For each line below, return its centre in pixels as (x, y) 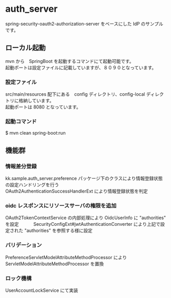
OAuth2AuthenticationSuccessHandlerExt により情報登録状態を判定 (77, 191)
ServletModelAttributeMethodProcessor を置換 (55, 264)
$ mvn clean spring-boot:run (35, 133)
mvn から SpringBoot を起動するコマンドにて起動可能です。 (70, 61)
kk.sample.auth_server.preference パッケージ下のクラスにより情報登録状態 (84, 178)
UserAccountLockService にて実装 (42, 290)
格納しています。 (36, 101)
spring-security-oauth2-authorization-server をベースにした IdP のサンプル (84, 24)
